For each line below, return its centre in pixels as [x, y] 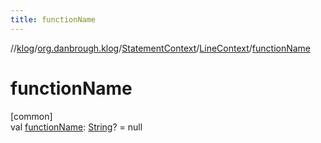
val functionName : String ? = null [76, 127]
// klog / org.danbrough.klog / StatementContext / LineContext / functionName [161, 48]
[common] [31, 116]
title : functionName [53, 19]
